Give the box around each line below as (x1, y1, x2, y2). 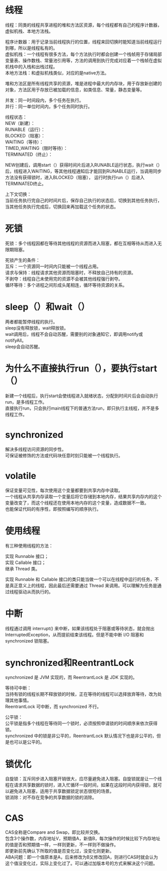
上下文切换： (5, 191, 31, 197)
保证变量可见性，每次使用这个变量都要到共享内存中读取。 (5, 487, 123, 493)
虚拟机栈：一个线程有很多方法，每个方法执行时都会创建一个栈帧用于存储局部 (5, 51, 162, 57)
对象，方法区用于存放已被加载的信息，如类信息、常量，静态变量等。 (5, 87, 145, 93)
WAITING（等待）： (5, 139, 44, 145)
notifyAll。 (5, 337, 26, 343)
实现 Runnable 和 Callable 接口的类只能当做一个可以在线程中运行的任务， (5, 576, 155, 582)
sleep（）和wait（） (5, 302, 90, 313)
